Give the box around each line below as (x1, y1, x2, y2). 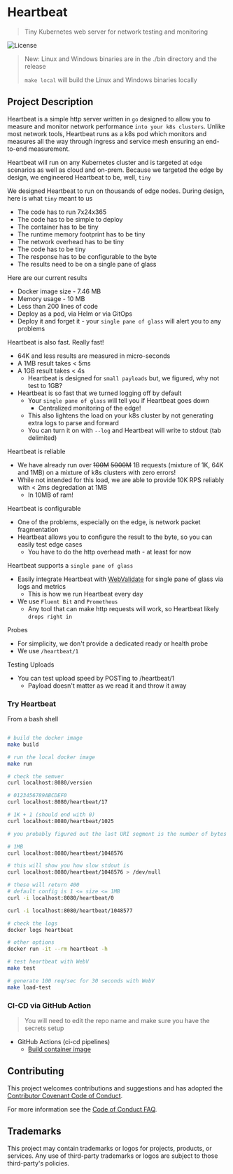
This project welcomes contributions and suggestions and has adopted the (7, 1083, 223, 1092)
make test (7, 965, 36, 972)
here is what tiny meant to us (7, 194, 93, 202)
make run (7, 760, 33, 767)
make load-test (7, 984, 52, 991)
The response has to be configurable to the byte (17, 252, 157, 260)
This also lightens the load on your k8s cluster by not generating (27, 411, 213, 420)
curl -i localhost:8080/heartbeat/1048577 (7, 907, 133, 914)
